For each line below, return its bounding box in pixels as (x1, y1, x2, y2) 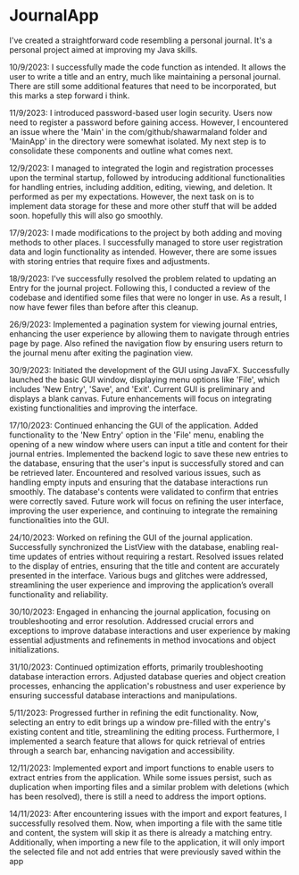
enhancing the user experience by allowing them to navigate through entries (9, 328, 290, 339)
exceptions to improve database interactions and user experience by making (9, 625, 291, 636)
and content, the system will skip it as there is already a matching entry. (9, 827, 273, 837)
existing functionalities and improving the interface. (9, 403, 198, 413)
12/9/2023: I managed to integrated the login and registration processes (9, 162, 274, 173)
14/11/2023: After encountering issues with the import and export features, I (9, 808, 287, 819)
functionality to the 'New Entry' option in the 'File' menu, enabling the (9, 429, 265, 440)
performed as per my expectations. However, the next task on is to (9, 191, 254, 202)
